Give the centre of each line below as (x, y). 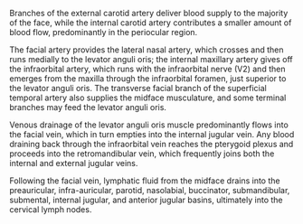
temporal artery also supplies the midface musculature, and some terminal (148, 98)
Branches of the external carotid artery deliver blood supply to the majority (149, 13)
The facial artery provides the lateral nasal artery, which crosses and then (147, 50)
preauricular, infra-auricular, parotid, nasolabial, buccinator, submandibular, (150, 190)
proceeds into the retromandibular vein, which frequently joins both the (142, 154)
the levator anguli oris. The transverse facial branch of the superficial (138, 88)
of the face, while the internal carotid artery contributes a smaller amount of (151, 23)
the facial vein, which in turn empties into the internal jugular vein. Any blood (152, 134)
